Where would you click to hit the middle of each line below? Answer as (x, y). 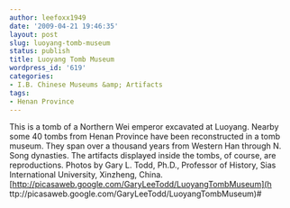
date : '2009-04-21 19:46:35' (64, 26)
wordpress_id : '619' (48, 68)
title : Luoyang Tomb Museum (62, 59)
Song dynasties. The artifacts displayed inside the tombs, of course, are (143, 156)
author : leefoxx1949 (48, 18)
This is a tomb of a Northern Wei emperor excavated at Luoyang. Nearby (144, 127)
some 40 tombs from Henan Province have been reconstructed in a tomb (145, 137)
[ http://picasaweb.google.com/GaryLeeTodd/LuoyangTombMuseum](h (140, 185)
